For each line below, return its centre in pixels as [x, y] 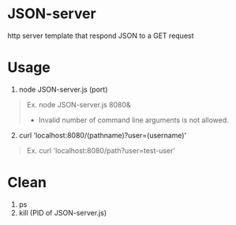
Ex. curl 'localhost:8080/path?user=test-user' [101, 150]
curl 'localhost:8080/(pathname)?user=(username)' [103, 135]
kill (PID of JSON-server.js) [63, 212]
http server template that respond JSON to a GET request [101, 36]
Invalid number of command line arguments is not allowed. [134, 120]
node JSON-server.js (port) [63, 89]
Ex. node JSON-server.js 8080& [79, 104]
